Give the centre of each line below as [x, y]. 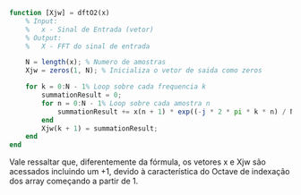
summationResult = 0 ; [82, 95]
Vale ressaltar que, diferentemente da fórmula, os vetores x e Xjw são [138, 162]
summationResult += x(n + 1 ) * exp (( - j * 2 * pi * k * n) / [172, 112]
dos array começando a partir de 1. [74, 181]
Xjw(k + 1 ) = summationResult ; [100, 128]
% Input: [42, 21]
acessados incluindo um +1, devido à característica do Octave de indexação [150, 172]
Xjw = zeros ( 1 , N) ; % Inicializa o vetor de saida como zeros [144, 71]
